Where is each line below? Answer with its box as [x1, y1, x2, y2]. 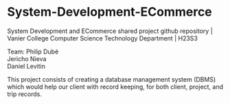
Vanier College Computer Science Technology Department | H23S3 [7, 34, 198, 42]
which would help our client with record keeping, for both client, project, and [7, 82, 224, 91]
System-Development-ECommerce [7, 4, 213, 20]
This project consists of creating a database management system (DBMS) [7, 75, 216, 83]
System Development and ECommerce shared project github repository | [7, 27, 213, 35]
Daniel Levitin [7, 62, 46, 70]
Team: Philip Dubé [7, 47, 59, 56]
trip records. [7, 90, 43, 98]
